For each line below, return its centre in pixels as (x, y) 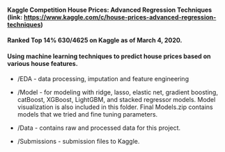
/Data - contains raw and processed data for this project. (99, 128)
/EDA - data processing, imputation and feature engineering (103, 79)
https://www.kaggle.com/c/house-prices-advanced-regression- (120, 17)
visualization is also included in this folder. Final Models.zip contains (115, 107)
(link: (15, 17)
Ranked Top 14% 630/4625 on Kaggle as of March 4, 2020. (95, 40)
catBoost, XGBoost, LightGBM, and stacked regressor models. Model (116, 100)
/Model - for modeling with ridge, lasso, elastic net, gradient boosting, (117, 92)
